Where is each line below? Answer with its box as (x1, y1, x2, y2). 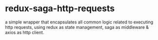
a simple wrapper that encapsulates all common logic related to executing (5, 19, 154, 25)
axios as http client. (5, 29, 44, 35)
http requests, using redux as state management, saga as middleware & (5, 24, 149, 30)
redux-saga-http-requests (5, 3, 115, 14)
